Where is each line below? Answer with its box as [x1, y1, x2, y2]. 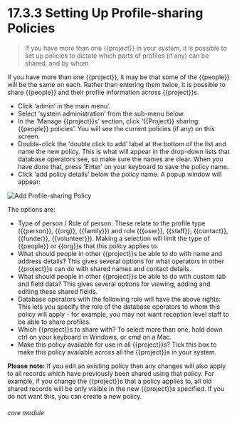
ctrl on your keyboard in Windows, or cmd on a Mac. [17, 332, 172, 341]
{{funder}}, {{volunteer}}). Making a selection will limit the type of [17, 234, 210, 243]
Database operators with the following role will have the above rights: [17, 295, 221, 303]
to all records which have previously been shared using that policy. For [7, 369, 215, 377]
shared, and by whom [24, 58, 89, 67]
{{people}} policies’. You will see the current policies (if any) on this [17, 124, 215, 133]
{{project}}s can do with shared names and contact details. [17, 264, 191, 272]
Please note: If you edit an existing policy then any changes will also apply [7, 362, 226, 370]
